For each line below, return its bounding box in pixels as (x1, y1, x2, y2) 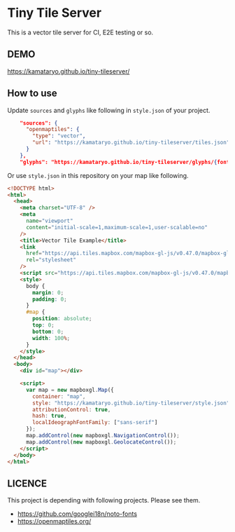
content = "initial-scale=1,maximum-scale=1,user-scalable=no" (25, 224, 208, 231)
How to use (7, 88, 57, 100)
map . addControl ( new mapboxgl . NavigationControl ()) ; (25, 432, 180, 439)
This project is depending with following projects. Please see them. (7, 496, 201, 505)
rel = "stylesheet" (25, 257, 77, 264)
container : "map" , (32, 393, 86, 400)
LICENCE (7, 477, 48, 489)
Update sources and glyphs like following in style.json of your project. (7, 106, 211, 114)
